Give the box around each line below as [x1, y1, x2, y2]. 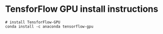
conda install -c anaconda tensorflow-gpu [5, 24, 94, 29]
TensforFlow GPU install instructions [5, 3, 159, 15]
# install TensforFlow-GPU [5, 20, 61, 25]
